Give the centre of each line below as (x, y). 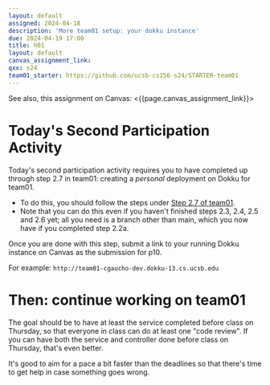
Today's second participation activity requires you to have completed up (128, 170)
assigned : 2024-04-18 (45, 23)
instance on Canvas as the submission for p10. (85, 252)
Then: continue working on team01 (127, 300)
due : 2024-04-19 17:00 (46, 38)
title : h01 (27, 46)
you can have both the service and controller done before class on (119, 339)
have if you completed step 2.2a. (74, 228)
